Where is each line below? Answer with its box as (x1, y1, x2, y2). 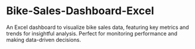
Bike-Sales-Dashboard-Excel (6, 4, 154, 18)
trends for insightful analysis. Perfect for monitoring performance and (6, 30, 178, 37)
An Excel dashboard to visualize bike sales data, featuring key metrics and (6, 24, 190, 31)
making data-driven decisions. (6, 36, 81, 43)
